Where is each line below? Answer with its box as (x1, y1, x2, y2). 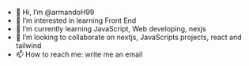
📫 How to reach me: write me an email (15, 49, 143, 59)
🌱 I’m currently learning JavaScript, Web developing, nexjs (15, 24, 207, 33)
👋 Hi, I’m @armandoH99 (15, 8, 95, 16)
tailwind (15, 41, 42, 50)
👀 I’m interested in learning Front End (15, 16, 137, 25)
